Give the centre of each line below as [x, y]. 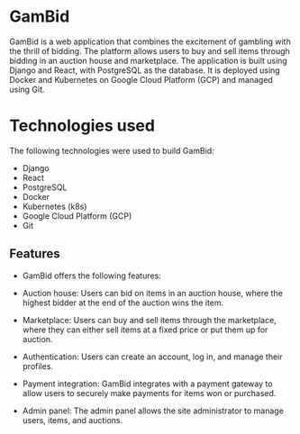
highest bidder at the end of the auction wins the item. [123, 303]
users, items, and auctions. [73, 420]
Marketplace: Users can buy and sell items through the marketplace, [149, 320]
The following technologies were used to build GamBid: [112, 150]
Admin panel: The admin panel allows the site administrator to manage [153, 411]
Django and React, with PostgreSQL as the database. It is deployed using [145, 70]
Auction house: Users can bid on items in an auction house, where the [153, 293]
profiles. [38, 366]
